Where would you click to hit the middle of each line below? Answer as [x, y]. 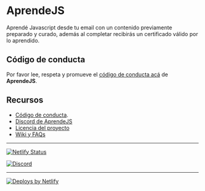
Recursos [25, 100]
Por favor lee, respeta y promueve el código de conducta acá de [87, 74]
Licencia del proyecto [42, 128]
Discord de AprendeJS [44, 121]
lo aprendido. [23, 40]
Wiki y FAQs [30, 134]
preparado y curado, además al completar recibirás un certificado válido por [102, 34]
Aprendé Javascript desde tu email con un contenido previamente [89, 27]
